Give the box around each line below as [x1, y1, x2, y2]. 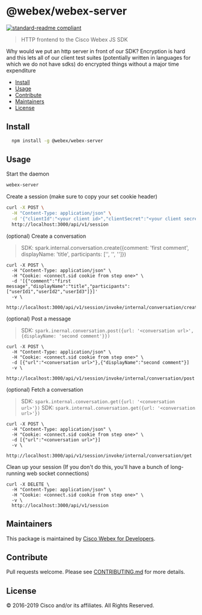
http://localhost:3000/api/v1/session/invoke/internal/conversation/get [6, 453, 192, 459]
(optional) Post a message [6, 315, 71, 322]
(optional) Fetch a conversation [6, 386, 84, 393]
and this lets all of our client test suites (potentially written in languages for [6, 54, 191, 61]
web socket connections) [26, 470, 90, 477]
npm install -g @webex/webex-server [11, 138, 103, 144]
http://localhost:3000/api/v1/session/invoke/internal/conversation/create [6, 304, 200, 310]
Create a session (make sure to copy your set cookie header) [6, 193, 158, 200]
